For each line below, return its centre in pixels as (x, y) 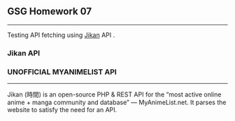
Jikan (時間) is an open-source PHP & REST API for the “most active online (114, 94)
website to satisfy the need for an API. (62, 110)
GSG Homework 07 (50, 12)
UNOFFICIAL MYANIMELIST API (62, 71)
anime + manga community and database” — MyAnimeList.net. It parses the (117, 102)
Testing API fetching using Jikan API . (61, 35)
